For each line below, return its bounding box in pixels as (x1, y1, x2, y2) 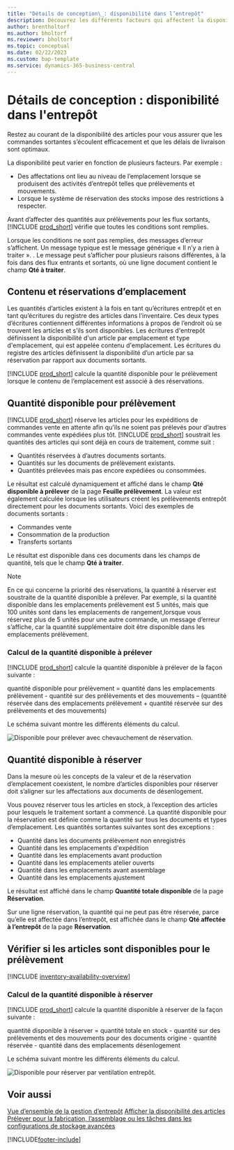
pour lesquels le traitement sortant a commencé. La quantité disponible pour (7, 808, 227, 817)
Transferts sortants (17, 538, 72, 546)
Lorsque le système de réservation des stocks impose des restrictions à (17, 194, 224, 202)
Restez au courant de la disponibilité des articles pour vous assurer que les (7, 130, 223, 138)
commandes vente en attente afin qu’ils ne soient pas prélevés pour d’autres (7, 423, 227, 432)
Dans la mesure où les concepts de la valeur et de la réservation (7, 772, 192, 781)
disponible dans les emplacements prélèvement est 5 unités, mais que (7, 600, 209, 609)
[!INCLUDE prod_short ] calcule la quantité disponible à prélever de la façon (7, 663, 223, 672)
